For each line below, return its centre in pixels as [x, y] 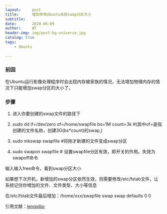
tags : [11, 42]
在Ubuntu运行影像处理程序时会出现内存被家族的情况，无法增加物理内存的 [81, 81]
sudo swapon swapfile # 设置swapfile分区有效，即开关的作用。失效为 [84, 152]
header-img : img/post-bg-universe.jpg [45, 33]
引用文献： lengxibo [25, 207]
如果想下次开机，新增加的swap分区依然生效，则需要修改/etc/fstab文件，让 [82, 179]
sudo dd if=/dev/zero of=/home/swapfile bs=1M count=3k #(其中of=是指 [87, 124]
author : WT [21, 28]
